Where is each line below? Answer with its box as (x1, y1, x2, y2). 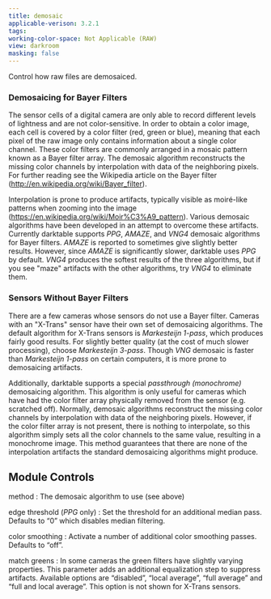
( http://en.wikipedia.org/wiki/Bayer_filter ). (8, 179, 147, 189)
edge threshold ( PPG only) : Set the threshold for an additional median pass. (8, 508, 262, 517)
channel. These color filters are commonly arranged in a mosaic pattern (8, 145, 248, 155)
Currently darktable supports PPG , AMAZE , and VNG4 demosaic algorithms (8, 229, 260, 239)
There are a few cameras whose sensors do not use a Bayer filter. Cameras (8, 311, 260, 321)
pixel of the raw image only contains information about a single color (8, 136, 237, 146)
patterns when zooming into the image (8, 203, 138, 213)
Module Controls (8, 470, 95, 484)
